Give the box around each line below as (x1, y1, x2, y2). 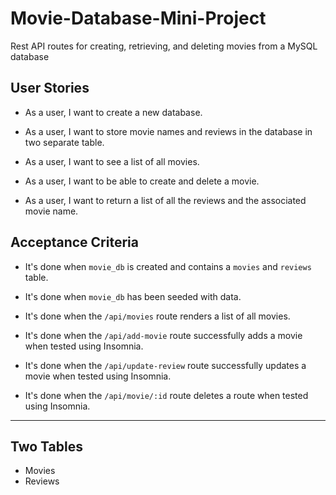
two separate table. (24, 136, 105, 148)
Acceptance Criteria (10, 234, 139, 251)
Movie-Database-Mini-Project (10, 7, 267, 30)
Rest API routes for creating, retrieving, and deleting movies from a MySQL (10, 40, 318, 52)
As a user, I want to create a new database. (24, 106, 203, 118)
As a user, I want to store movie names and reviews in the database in (24, 125, 313, 137)
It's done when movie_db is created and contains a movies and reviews (24, 260, 312, 272)
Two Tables (10, 438, 83, 455)
